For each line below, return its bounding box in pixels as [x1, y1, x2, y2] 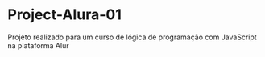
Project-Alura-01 [7, 6, 122, 24]
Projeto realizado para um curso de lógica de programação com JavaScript [7, 32, 257, 42]
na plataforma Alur [7, 40, 69, 50]
